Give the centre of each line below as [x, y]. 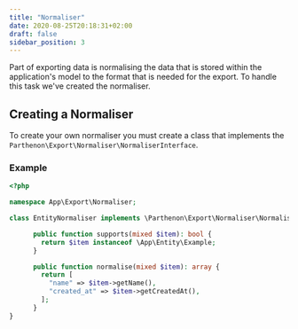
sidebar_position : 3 [47, 42]
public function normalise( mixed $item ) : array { [126, 267]
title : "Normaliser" [47, 17]
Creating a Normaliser [71, 114]
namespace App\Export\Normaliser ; [73, 202]
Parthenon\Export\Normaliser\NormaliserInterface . [104, 145]
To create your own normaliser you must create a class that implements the [147, 136]
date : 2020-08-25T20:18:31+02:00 [71, 26]
